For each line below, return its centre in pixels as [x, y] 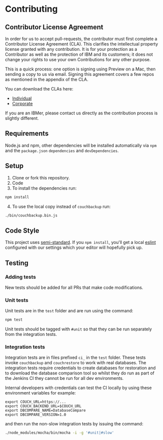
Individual [22, 98]
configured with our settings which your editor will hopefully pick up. [74, 247]
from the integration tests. [31, 334]
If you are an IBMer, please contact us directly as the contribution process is [81, 113]
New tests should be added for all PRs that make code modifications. [74, 287]
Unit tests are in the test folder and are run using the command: [69, 311]
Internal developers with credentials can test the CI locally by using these [78, 388]
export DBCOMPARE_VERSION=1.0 [36, 415]
